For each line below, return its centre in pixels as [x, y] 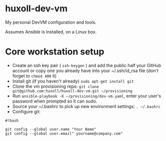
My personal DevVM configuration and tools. [51, 22]
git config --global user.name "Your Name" [51, 129]
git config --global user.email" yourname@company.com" [64, 134]
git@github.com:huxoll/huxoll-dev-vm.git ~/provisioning [72, 91]
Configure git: [26, 111]
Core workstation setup [55, 52]
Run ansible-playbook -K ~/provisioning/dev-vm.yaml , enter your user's [86, 96]
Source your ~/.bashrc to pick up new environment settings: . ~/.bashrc [86, 106]
